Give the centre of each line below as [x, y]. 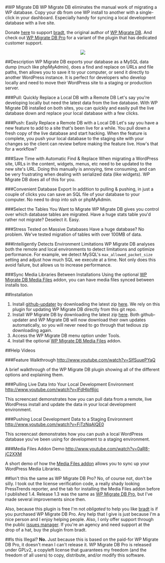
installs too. [17, 285]
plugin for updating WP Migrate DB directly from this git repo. [74, 309]
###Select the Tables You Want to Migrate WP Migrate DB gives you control [82, 209]
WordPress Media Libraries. [33, 469]
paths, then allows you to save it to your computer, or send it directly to [77, 72]
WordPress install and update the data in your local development [71, 404]
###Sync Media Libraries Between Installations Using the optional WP [76, 274]
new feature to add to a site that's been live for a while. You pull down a [78, 128]
